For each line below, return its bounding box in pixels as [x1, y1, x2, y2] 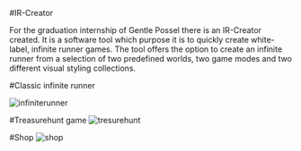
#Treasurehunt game [9, 115, 87, 125]
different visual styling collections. [9, 63, 137, 73]
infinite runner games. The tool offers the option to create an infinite [31, 44, 283, 55]
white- [251, 35, 276, 45]
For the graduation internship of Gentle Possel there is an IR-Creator [9, 25, 262, 35]
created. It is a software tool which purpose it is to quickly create [9, 35, 250, 45]
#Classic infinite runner [9, 80, 96, 90]
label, [9, 44, 30, 55]
